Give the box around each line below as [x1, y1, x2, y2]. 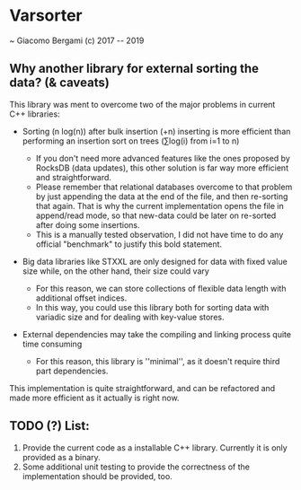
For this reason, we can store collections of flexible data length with [35, 283, 287, 293]
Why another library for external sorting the [9, 61, 259, 76]
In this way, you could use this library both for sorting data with [35, 302, 270, 312]
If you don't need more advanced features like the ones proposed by [35, 153, 290, 163]
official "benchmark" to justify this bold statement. [35, 239, 223, 249]
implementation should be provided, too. [22, 470, 173, 481]
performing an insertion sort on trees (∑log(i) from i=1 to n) [22, 136, 240, 146]
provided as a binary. [22, 451, 101, 462]
